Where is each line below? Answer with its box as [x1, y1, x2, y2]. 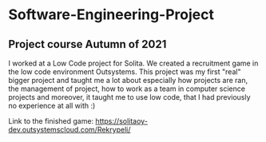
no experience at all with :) [8, 101, 96, 110]
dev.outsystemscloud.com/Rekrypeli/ [8, 125, 131, 134]
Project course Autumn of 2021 [8, 37, 167, 51]
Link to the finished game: [8, 116, 94, 125]
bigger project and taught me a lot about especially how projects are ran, [8, 76, 248, 85]
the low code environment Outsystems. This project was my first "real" [8, 67, 241, 77]
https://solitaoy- [95, 116, 148, 125]
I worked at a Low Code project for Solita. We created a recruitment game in [8, 58, 259, 68]
